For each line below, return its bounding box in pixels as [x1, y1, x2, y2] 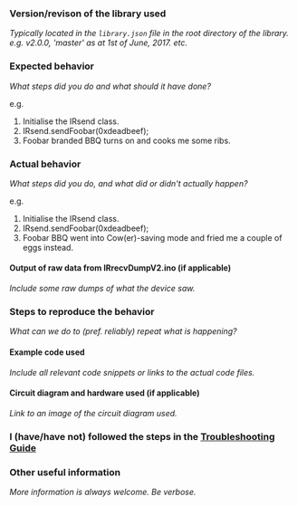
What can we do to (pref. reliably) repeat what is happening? [9, 326, 237, 337]
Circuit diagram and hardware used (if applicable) [9, 387, 200, 398]
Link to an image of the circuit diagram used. [9, 407, 178, 418]
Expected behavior [9, 60, 95, 72]
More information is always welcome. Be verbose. [9, 487, 196, 498]
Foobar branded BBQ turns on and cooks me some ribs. [22, 135, 231, 146]
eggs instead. [22, 242, 74, 253]
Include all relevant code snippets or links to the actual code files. [9, 367, 255, 377]
